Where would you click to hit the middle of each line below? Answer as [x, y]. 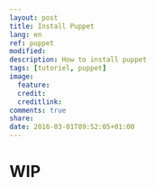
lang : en [26, 34]
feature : [34, 85]
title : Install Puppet [52, 26]
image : [22, 77]
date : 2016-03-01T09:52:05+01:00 [72, 127]
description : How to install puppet [78, 60]
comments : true [38, 110]
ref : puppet [32, 43]
